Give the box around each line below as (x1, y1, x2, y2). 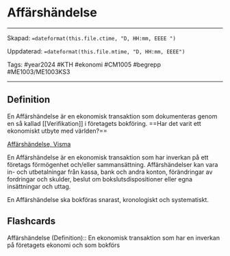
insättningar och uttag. (7, 182, 71, 190)
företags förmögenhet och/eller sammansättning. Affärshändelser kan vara (7, 160, 218, 168)
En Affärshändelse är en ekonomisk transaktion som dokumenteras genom (7, 112, 218, 120)
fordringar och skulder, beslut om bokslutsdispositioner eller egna (7, 175, 193, 183)
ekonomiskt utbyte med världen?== (7, 127, 107, 135)
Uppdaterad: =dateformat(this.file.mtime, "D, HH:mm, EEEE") (7, 47, 186, 55)
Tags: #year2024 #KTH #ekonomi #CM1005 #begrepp (7, 60, 161, 68)
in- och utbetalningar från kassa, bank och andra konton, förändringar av (7, 168, 213, 176)
